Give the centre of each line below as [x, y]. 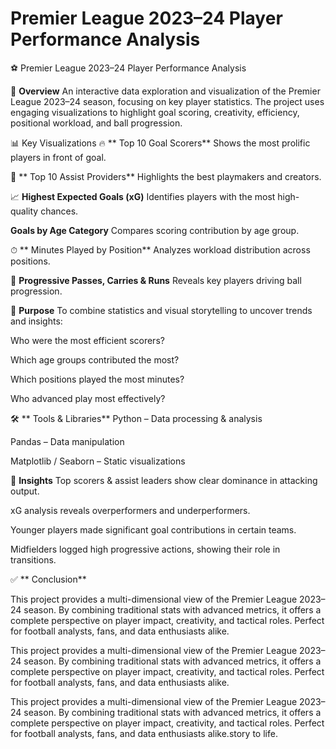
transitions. [33, 559]
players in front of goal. [58, 157]
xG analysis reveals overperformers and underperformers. [130, 510]
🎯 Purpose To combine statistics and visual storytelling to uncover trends [161, 310]
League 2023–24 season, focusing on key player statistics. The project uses [167, 101]
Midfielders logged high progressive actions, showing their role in [145, 549]
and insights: [36, 321]
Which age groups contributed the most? [95, 359]
